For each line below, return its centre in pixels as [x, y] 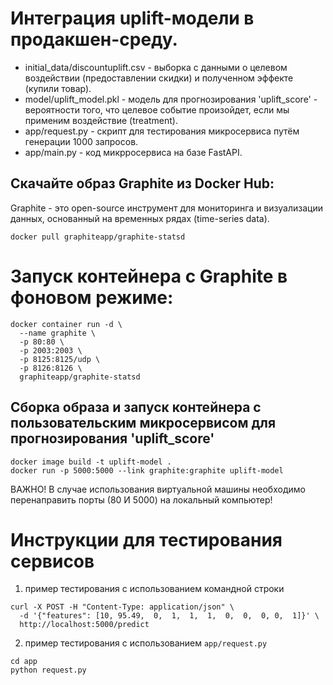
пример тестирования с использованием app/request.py [146, 643]
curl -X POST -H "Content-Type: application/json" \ [122, 607]
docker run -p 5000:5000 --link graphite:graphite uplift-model [147, 470]
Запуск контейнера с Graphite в [149, 276]
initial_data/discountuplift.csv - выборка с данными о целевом [156, 67]
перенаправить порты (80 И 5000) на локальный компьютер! [141, 499]
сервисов [52, 561]
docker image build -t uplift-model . [91, 462]
